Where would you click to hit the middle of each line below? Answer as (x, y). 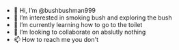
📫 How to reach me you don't (56, 40)
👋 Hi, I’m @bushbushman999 (55, 10)
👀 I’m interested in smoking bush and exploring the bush (93, 18)
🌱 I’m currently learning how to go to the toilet (78, 25)
